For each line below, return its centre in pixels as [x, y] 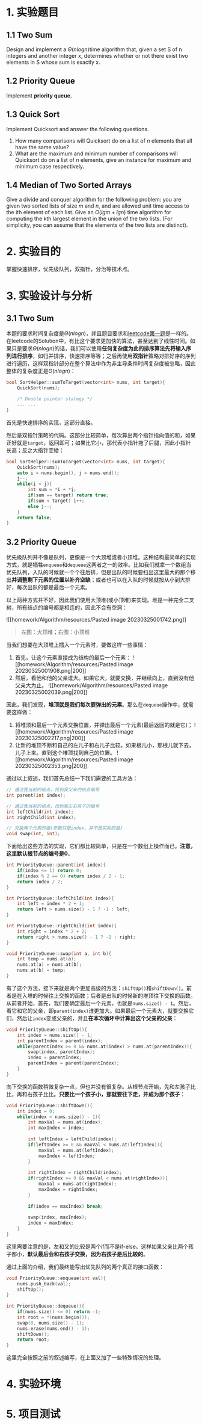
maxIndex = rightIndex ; [68, 1189]
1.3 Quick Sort [33, 115]
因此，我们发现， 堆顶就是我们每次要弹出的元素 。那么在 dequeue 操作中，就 [97, 705]
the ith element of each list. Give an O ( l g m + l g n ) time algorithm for [89, 212]
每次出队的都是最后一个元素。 [54, 587]
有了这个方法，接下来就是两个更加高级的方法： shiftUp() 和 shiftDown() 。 [96, 988]
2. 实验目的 [34, 251]
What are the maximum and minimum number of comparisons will [96, 153]
